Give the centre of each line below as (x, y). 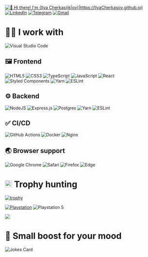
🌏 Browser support (35, 151)
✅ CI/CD (18, 123)
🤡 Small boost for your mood (63, 236)
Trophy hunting (46, 184)
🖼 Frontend (24, 61)
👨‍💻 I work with (34, 32)
